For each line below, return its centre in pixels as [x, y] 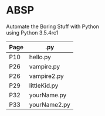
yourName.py [48, 95]
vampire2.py [46, 76]
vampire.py [45, 66]
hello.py [40, 57]
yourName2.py [50, 104]
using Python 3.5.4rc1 [32, 32]
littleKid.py [44, 86]
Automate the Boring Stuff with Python [53, 26]
